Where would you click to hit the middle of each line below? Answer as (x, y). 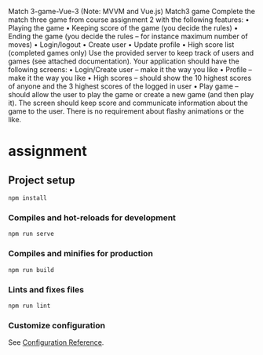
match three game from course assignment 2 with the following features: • (129, 20)
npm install (27, 198)
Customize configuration (57, 325)
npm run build (31, 270)
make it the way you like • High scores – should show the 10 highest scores (130, 78)
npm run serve (31, 234)
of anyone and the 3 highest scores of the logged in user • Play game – (124, 86)
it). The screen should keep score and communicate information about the (128, 103)
